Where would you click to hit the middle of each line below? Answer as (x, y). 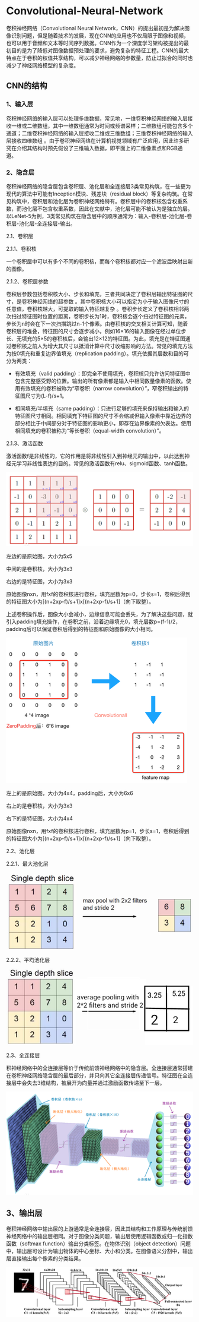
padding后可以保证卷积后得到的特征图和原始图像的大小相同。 (81, 629)
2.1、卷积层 (20, 236)
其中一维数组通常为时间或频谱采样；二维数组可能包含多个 (123, 125)
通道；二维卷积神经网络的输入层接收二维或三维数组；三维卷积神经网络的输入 (99, 133)
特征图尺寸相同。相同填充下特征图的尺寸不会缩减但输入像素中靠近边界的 (103, 416)
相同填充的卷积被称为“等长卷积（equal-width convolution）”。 (89, 430)
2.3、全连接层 (23, 1055)
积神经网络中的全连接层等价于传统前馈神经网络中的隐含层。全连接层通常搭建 (99, 1068)
